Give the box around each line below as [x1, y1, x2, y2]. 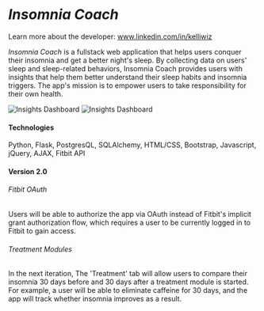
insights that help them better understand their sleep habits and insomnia [8, 72, 247, 82]
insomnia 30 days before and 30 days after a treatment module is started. [8, 277, 249, 286]
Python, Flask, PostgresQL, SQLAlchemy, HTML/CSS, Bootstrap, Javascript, [8, 140, 257, 150]
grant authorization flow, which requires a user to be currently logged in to [8, 218, 251, 227]
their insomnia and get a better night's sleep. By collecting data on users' [8, 55, 247, 65]
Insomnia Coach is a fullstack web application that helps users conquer [8, 47, 242, 56]
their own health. [8, 89, 63, 98]
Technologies [8, 123, 55, 132]
